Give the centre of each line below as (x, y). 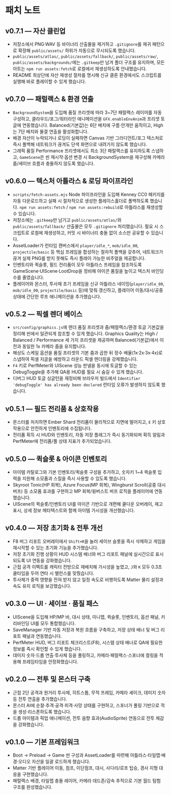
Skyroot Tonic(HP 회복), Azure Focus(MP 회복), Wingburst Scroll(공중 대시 (89, 485)
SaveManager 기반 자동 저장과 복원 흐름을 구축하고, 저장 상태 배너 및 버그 (86, 630)
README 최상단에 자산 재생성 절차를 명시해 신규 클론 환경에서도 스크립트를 (87, 75)
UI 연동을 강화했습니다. (49, 560)
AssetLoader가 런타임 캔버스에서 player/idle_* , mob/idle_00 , (76, 245)
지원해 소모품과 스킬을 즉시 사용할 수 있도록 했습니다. (75, 478)
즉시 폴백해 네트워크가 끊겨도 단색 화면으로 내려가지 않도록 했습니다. (80, 144)
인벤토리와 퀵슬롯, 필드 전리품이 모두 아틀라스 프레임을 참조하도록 (77, 264)
